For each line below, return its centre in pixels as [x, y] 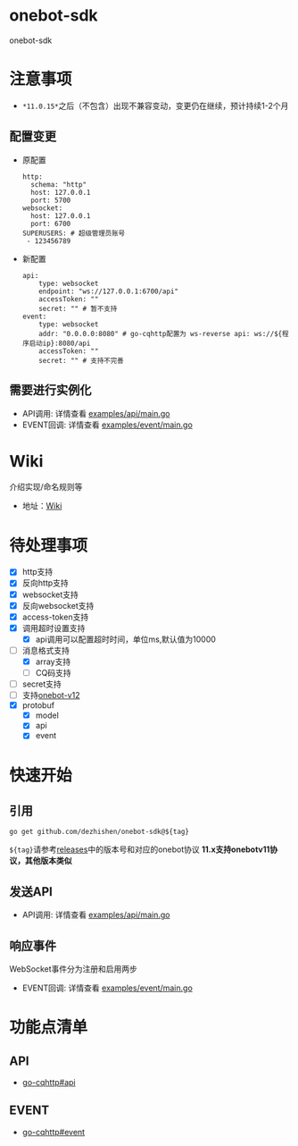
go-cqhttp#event [54, 1132]
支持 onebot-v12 [51, 695]
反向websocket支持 [58, 605]
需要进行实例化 [50, 390]
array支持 [53, 661]
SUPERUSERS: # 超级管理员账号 [74, 233]
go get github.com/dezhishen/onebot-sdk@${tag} [99, 832]
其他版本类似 [48, 861]
